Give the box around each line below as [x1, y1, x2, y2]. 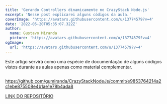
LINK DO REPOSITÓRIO [5, 93, 54, 99]
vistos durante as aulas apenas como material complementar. [5, 64, 132, 70]
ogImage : [5, 40, 24, 45]
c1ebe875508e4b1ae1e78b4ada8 [5, 83, 74, 89]
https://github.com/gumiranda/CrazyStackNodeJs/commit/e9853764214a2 [5, 78, 162, 84]
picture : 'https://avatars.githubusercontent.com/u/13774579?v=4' [10, 36, 152, 41]
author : [5, 26, 22, 31]
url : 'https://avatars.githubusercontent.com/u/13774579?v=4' [10, 45, 143, 50]
